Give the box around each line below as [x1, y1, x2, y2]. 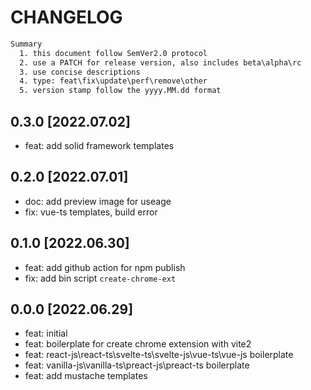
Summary [10, 39, 43, 49]
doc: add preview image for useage [24, 195, 172, 207]
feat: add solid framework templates [24, 140, 175, 151]
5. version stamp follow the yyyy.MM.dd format [19, 86, 222, 96]
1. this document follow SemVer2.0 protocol [19, 48, 208, 58]
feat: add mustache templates [24, 370, 148, 382]
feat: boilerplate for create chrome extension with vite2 [24, 338, 252, 350]
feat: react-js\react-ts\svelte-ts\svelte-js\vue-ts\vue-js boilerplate [24, 349, 294, 361]
